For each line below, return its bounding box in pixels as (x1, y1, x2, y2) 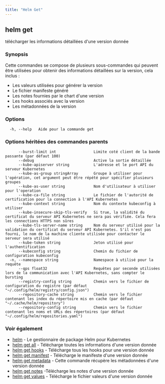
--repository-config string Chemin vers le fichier (18, 305, 142, 310)
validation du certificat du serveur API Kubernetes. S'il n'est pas (5, 227, 152, 232)
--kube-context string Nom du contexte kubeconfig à (18, 201, 156, 207)
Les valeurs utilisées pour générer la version (12, 82, 103, 88)
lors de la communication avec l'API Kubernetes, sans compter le (5, 270, 145, 276)
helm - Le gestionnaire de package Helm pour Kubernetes (12, 337, 131, 342)
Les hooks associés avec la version (12, 98, 85, 104)
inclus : (5, 73, 20, 79)
